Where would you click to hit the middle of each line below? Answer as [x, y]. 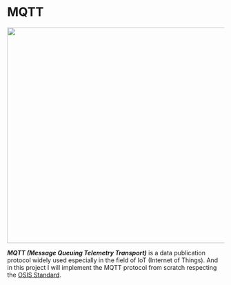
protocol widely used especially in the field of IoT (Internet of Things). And [113, 260]
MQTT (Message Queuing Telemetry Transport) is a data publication [106, 253]
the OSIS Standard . [34, 275]
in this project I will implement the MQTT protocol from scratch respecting [112, 267]
